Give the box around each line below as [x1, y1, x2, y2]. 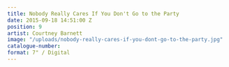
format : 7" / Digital [7, 50, 71, 57]
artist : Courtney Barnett [7, 29, 82, 37]
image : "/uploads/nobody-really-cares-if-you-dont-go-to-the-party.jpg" [7, 36, 223, 43]
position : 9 [7, 23, 42, 30]
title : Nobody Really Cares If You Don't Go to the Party [7, 10, 179, 17]
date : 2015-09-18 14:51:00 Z [7, 17, 92, 24]
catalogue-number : [7, 43, 61, 50]
